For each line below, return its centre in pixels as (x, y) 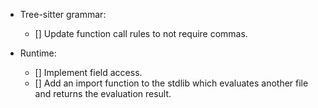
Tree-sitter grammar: (63, 14)
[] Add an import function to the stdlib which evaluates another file (171, 83)
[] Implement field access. (88, 72)
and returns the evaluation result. (103, 93)
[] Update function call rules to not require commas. (141, 33)
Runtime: (38, 53)
